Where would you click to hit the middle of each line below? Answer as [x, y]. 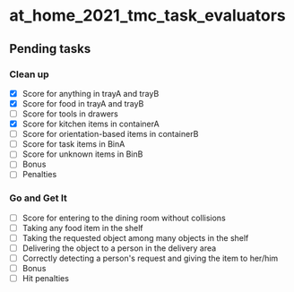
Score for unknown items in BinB [82, 154]
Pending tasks [50, 49]
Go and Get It [38, 198]
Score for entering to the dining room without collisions [124, 218]
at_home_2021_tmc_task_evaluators [147, 16]
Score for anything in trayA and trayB [91, 93]
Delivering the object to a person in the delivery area [119, 248]
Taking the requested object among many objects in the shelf [135, 237]
